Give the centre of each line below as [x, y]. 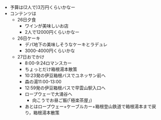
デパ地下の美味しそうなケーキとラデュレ [66, 44]
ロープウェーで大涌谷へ [48, 94]
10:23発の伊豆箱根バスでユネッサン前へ [65, 75]
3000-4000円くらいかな [50, 51]
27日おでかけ [31, 57]
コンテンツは [23, 13]
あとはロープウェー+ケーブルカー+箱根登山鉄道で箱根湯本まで [88, 106]
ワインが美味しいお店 [46, 26]
